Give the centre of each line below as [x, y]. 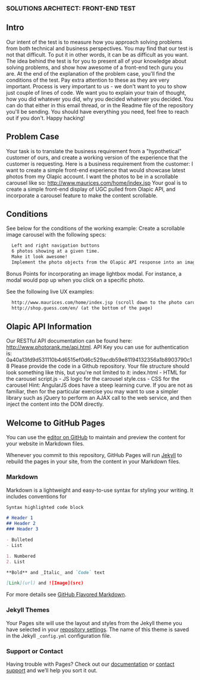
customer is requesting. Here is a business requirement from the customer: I [100, 164]
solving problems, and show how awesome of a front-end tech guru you [95, 67]
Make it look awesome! [40, 257]
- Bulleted [20, 540]
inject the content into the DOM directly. [55, 404]
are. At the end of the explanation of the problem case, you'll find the [91, 73]
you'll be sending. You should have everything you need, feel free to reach [98, 111]
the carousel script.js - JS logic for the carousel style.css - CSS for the [93, 379]
